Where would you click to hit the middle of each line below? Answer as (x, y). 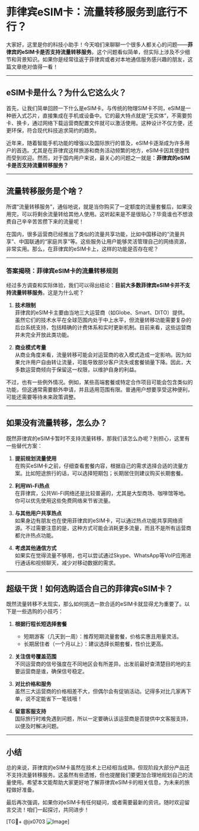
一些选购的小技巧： (40, 611)
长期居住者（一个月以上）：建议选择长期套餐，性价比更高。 (95, 644)
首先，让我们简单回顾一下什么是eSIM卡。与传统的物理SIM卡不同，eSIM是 (96, 108)
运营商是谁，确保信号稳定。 (54, 671)
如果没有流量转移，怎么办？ (57, 423)
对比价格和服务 (33, 684)
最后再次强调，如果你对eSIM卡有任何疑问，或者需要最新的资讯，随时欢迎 (95, 803)
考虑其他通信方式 (36, 548)
